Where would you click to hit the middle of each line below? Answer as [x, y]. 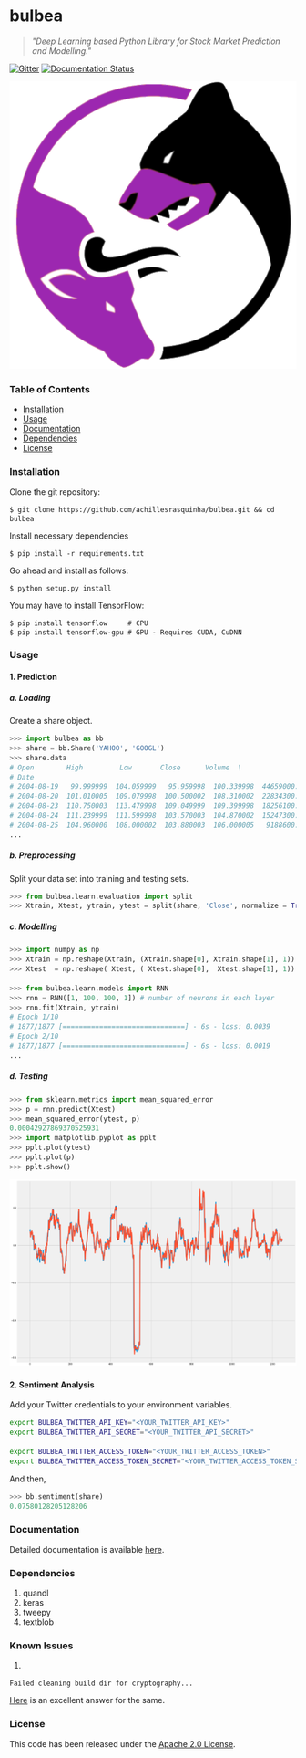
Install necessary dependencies [69, 536]
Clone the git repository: [55, 492]
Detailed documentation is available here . [87, 1549]
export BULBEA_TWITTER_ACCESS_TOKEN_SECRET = [95, 1461]
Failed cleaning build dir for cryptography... [102, 1684]
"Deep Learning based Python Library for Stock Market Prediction [156, 41]
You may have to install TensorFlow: [77, 605]
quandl [36, 1593]
